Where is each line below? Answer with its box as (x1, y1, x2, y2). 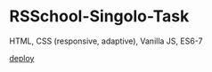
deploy (9, 52, 35, 63)
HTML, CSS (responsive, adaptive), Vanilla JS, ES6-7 (9, 36, 203, 46)
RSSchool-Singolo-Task (9, 6, 190, 27)
